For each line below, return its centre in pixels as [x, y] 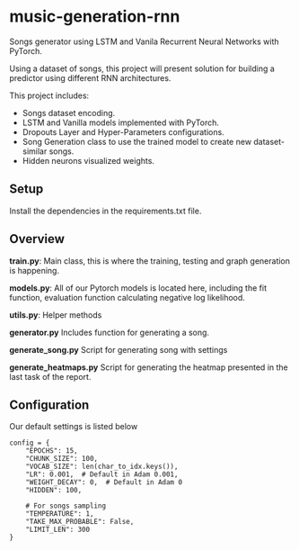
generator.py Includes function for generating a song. [109, 332]
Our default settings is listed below [74, 427]
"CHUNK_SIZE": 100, [62, 459]
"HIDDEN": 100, [54, 491]
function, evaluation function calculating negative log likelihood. [127, 297]
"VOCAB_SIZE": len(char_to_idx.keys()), [102, 467]
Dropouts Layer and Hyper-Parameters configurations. [123, 131]
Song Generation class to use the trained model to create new [137, 141]
